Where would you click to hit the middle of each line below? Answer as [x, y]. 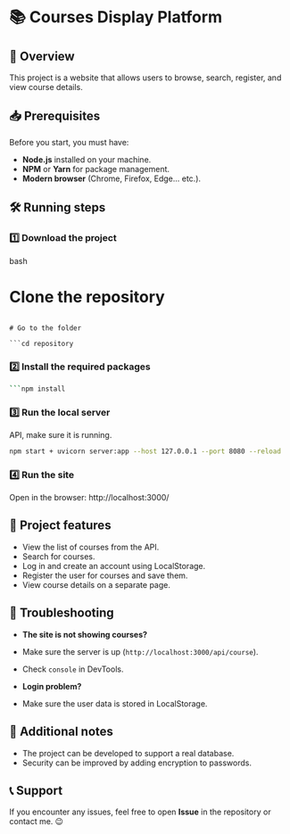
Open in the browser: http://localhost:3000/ [89, 498]
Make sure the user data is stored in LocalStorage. [115, 703]
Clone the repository [87, 297]
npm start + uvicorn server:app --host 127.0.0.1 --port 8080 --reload [145, 451]
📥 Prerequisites [55, 116]
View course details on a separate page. [96, 584]
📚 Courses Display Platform [116, 17]
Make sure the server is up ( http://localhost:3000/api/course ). [140, 651]
